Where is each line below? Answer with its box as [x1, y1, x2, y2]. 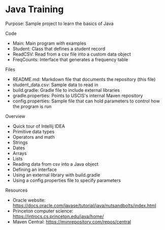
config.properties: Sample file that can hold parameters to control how [12, 98, 160, 104]
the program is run [12, 103, 52, 109]
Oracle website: [12, 197, 46, 203]
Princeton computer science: [12, 208, 74, 214]
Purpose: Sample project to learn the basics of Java [5, 20, 114, 27]
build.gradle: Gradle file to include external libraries [12, 87, 120, 93]
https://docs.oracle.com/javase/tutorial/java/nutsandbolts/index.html [12, 202, 156, 209]
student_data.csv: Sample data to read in [12, 82, 98, 88]
